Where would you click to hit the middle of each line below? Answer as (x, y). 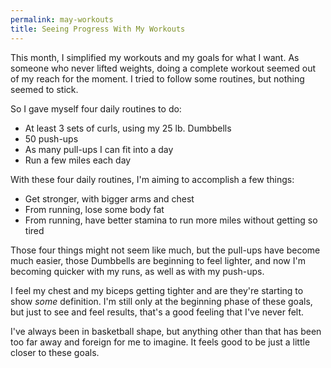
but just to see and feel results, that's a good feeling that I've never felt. (157, 312)
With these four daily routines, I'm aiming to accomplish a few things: (152, 179)
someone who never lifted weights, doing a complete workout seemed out (163, 68)
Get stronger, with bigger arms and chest (109, 198)
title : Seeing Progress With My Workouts (98, 29)
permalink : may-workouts (62, 19)
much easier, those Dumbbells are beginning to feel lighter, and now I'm (158, 260)
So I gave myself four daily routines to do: (96, 108)
